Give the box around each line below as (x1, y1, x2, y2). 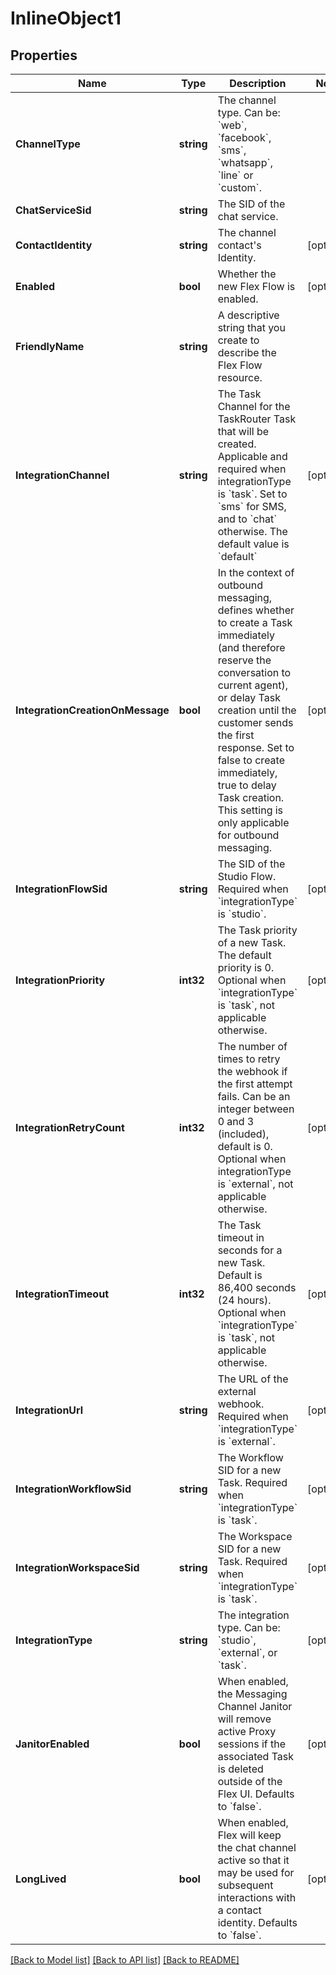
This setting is (217, 803, 284, 817)
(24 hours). (217, 1293, 272, 1307)
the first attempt (217, 1077, 293, 1091)
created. (217, 437, 257, 451)
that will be (217, 425, 270, 438)
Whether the (217, 267, 277, 281)
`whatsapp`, (217, 156, 273, 169)
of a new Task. (217, 936, 287, 949)
